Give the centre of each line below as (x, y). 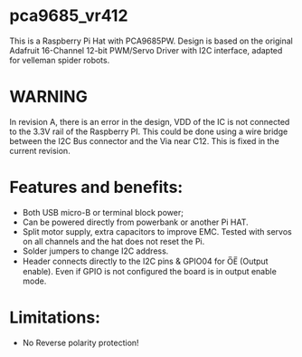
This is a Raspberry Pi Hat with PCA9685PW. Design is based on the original (151, 41)
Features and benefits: (96, 188)
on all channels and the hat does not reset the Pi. (113, 241)
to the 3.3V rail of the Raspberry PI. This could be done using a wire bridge (149, 131)
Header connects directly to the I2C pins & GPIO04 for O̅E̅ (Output (145, 261)
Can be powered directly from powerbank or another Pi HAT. (135, 222)
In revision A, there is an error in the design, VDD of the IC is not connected (150, 121)
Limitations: (55, 317)
